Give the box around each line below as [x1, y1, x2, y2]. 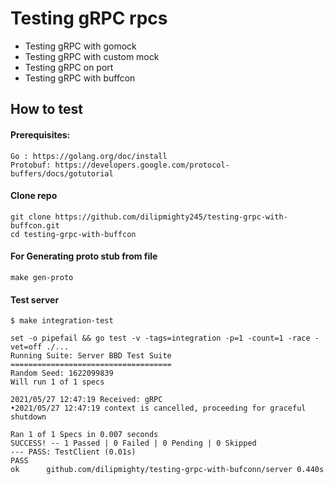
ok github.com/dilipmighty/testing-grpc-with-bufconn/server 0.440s [10, 465, 325, 475]
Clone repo [10, 190, 58, 202]
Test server [10, 293, 60, 306]
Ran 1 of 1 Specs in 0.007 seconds [10, 430, 159, 440]
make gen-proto [10, 272, 74, 282]
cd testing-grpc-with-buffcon [10, 229, 137, 239]
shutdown [10, 412, 47, 422]
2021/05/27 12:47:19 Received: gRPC [10, 395, 163, 405]
